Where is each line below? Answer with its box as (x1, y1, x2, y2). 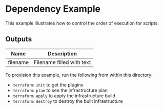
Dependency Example (5, 3, 101, 15)
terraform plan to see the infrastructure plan (12, 87, 108, 93)
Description (48, 50, 77, 57)
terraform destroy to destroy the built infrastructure (12, 98, 123, 104)
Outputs (5, 35, 32, 43)
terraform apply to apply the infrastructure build (12, 93, 115, 99)
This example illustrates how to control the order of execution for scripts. (5, 20, 159, 26)
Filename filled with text (33, 58, 91, 66)
